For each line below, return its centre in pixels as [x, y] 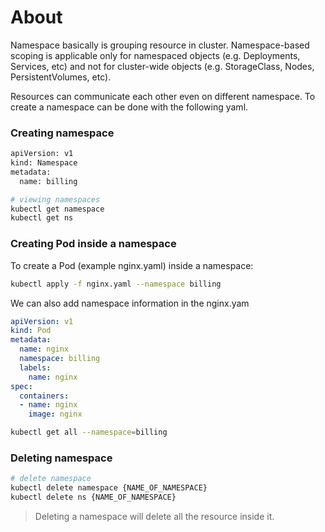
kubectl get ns [42, 218]
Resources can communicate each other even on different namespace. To [163, 96]
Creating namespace [62, 133]
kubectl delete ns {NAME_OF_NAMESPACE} [93, 497]
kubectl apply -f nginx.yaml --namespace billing [116, 284]
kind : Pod [31, 331]
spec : [21, 386]
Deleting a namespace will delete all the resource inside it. [154, 516]
